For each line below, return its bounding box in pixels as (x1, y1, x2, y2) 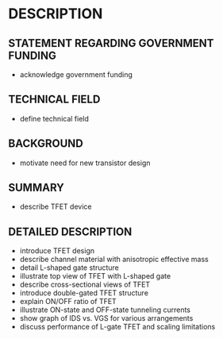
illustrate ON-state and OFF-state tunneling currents (19, 305, 190, 314)
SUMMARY (8, 181, 65, 195)
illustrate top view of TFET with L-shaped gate (19, 272, 171, 281)
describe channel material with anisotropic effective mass (19, 255, 209, 264)
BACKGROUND (8, 137, 83, 151)
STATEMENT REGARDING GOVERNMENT (8, 37, 214, 50)
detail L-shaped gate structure (19, 263, 119, 272)
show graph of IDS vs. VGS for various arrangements (19, 314, 194, 323)
